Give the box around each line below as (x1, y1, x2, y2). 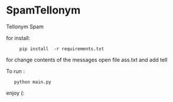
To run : (6, 67, 25, 74)
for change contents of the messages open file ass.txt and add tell (6, 56, 168, 63)
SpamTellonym (6, 4, 81, 17)
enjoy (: (6, 89, 25, 96)
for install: (6, 34, 31, 41)
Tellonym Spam (6, 23, 44, 30)
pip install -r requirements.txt (19, 45, 105, 52)
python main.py (14, 79, 51, 85)
